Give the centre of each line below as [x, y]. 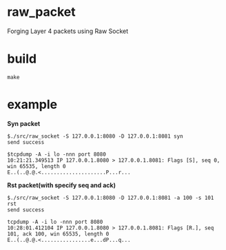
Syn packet [24, 123]
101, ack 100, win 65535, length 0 [58, 234]
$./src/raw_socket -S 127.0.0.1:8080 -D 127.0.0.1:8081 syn [95, 136]
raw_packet [41, 12]
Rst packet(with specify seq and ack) [61, 185]
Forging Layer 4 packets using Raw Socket [68, 31]
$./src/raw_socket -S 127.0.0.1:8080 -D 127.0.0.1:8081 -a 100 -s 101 [111, 198]
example [32, 105]
